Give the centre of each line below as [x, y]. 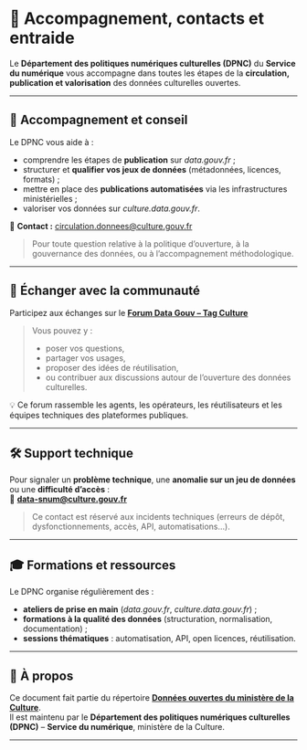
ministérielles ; [50, 198]
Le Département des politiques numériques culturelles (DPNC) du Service [153, 63]
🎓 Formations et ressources [93, 565]
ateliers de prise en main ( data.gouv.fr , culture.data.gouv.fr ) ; [140, 609]
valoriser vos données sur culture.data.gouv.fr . [111, 208]
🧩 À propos [42, 676]
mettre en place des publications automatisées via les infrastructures [155, 189]
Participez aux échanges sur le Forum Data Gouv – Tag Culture [129, 312]
